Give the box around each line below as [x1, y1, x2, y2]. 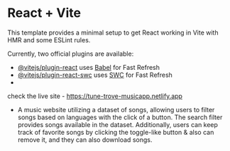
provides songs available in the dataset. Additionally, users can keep [17, 120, 219, 128]
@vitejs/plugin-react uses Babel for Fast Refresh [17, 63, 160, 71]
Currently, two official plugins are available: [7, 49, 134, 58]
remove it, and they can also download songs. [17, 135, 153, 144]
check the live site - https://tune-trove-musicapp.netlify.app [7, 92, 183, 100]
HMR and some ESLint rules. [7, 35, 91, 44]
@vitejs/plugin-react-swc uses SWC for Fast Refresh [17, 71, 172, 79]
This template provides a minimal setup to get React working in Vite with [7, 28, 219, 37]
